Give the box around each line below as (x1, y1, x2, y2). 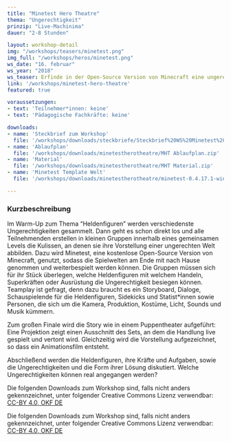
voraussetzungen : (7, 99, 57, 106)
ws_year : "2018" (7, 67, 54, 74)
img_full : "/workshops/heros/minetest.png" (7, 54, 134, 62)
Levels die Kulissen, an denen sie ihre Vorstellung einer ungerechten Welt (7, 241, 215, 250)
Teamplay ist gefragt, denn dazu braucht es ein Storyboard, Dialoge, (7, 286, 201, 294)
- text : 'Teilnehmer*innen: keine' (7, 105, 109, 112)
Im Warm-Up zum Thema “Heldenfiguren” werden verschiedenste (7, 219, 195, 228)
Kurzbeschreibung (7, 204, 71, 213)
